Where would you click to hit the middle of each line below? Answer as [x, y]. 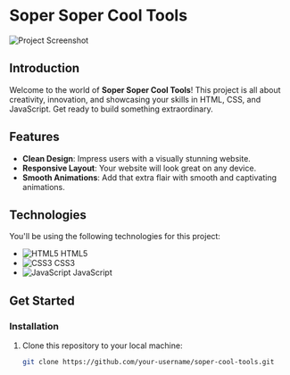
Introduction [45, 68]
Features [34, 137]
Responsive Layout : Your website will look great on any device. [139, 168]
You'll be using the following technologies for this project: [115, 237]
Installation [34, 326]
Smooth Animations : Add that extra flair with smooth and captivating [149, 177]
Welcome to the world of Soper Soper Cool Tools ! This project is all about [145, 89]
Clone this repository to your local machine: [102, 346]
